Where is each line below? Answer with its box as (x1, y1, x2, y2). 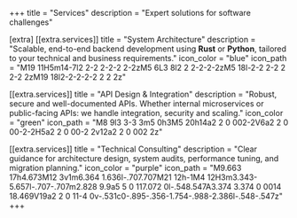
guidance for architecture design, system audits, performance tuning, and (9, 153, 279, 163)
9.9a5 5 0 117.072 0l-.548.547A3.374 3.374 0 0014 (98, 182, 282, 191)
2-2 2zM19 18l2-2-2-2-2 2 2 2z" (9, 72, 127, 82)
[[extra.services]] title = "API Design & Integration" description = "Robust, (9, 89, 277, 99)
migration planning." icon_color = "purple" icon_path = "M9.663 (9, 163, 242, 173)
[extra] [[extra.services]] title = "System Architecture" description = (9, 35, 256, 44)
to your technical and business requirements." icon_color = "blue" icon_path (9, 53, 287, 63)
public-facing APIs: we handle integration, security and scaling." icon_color (9, 108, 284, 118)
